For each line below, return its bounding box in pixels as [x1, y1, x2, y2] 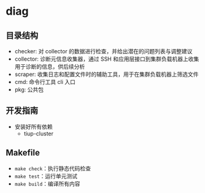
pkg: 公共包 [14, 86, 44, 93]
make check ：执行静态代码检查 [14, 164, 91, 172]
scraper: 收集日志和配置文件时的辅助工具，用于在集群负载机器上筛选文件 [14, 70, 199, 78]
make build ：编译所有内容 [14, 180, 80, 187]
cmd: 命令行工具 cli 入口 [14, 78, 76, 85]
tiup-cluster [23, 130, 53, 137]
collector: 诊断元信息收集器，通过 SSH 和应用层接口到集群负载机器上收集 [14, 55, 199, 62]
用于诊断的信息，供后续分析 [14, 63, 85, 70]
